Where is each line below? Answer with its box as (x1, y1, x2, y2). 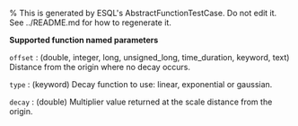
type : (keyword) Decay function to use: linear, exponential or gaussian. (9, 79, 273, 89)
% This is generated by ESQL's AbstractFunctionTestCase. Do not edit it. (9, 8, 277, 18)
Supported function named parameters (9, 35, 159, 45)
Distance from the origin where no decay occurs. (9, 62, 191, 72)
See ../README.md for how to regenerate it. (9, 17, 172, 28)
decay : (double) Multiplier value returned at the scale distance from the (9, 96, 273, 107)
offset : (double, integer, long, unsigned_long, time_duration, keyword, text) (9, 52, 290, 62)
